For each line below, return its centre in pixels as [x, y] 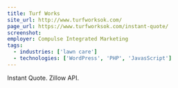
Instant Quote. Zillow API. [43, 78]
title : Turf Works [34, 13]
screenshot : [24, 33]
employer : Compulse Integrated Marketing [68, 39]
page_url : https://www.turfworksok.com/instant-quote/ [88, 26]
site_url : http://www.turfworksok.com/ [65, 20]
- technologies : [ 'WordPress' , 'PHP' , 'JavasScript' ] [92, 58]
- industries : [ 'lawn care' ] [55, 52]
